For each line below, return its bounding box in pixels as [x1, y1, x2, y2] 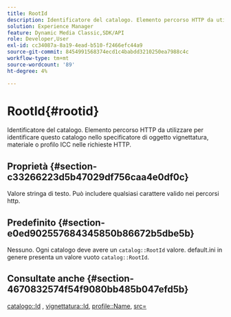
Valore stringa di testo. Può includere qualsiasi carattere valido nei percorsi [7, 190, 219, 198]
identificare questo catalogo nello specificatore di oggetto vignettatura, [7, 133, 209, 142]
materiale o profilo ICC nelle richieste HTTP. [7, 140, 132, 149]
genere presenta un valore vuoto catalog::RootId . [7, 253, 150, 261]
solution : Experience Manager [7, 23, 94, 30]
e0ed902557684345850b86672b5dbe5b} [7, 228, 195, 239]
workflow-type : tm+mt [7, 55, 69, 62]
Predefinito [7, 217, 56, 228]
